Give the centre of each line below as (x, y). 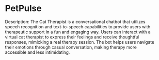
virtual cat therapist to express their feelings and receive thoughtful (72, 37)
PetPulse (24, 8)
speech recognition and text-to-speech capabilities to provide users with (78, 26)
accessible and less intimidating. (38, 52)
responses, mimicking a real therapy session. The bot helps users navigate (80, 42)
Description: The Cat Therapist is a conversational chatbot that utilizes (75, 22)
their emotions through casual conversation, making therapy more (71, 47)
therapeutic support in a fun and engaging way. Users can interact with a (78, 32)
